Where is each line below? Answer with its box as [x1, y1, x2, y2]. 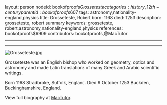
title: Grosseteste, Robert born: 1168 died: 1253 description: [39, 15, 161, 20]
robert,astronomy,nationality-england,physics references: [5, 25, 123, 31]
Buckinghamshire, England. [5, 85, 61, 91]
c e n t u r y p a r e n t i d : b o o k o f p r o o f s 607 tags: [5, 9, 89, 15]
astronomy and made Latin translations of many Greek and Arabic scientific [5, 65, 160, 70]
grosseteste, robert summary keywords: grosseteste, [5, 20, 114, 26]
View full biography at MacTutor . [5, 95, 72, 100]
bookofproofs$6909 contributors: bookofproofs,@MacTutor [5, 31, 128, 36]
